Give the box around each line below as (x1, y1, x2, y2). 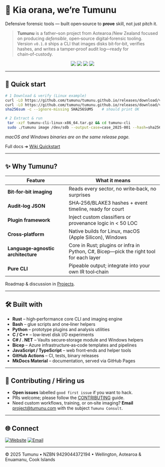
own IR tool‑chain (68, 268, 109, 275)
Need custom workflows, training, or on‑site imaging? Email (12, 400, 134, 406)
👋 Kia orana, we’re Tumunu (5, 4, 117, 16)
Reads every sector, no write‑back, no (68, 185, 157, 192)
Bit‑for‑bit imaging (7, 188, 53, 195)
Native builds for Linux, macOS (68, 227, 140, 234)
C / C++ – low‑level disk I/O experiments (12, 332, 94, 338)
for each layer (68, 254, 101, 261)
